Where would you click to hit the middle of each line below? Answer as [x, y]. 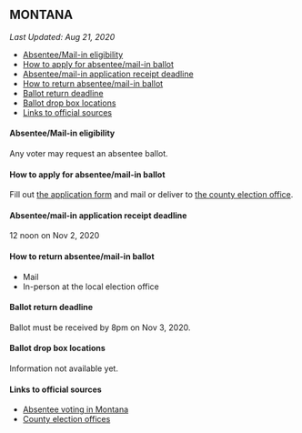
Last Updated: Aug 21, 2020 [62, 36]
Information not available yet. [64, 368]
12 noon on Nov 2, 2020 [55, 236]
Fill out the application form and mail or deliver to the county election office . [151, 195]
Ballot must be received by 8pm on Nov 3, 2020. [100, 327]
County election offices [66, 419]
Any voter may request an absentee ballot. [89, 154]
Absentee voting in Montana [75, 409]
